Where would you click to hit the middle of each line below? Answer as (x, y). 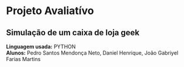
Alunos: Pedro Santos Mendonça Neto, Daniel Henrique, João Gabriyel (92, 53)
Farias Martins (24, 59)
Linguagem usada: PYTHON (41, 46)
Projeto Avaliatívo (50, 11)
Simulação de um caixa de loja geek (73, 33)
